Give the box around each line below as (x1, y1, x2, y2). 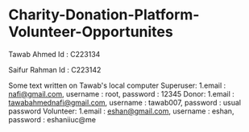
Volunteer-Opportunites (8, 23, 173, 41)
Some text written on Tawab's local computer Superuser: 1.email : (8, 80, 226, 90)
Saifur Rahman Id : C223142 (8, 64, 102, 74)
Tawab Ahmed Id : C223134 (8, 49, 101, 59)
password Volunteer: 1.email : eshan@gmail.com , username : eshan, (8, 106, 234, 116)
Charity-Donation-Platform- (8, 6, 200, 24)
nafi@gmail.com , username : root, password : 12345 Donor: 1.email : (8, 89, 235, 98)
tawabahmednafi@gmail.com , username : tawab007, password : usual (8, 97, 242, 107)
